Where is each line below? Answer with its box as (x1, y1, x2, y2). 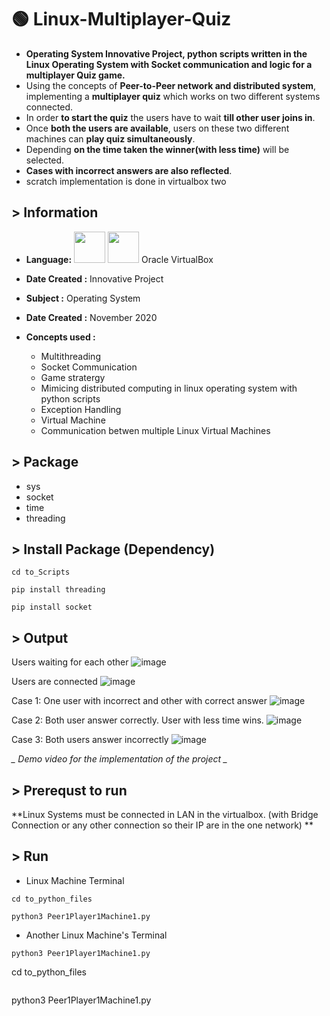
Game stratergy (40, 371, 106, 383)
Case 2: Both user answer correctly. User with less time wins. (11, 714, 264, 726)
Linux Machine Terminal (25, 874, 125, 886)
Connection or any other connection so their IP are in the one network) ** (11, 819, 314, 831)
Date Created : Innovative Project (25, 272, 164, 285)
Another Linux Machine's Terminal (25, 929, 168, 941)
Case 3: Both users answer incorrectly (11, 734, 169, 746)
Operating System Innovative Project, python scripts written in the (25, 47, 308, 60)
